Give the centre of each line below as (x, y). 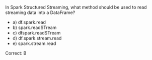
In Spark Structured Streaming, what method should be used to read (76, 7)
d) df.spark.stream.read (37, 38)
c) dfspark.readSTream (36, 33)
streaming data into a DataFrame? (40, 12)
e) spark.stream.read (34, 43)
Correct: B (16, 53)
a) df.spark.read (29, 22)
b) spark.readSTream (34, 27)
